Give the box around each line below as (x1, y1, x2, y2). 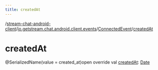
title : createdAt (5, 7, 41, 12)
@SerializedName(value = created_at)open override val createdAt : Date (5, 59, 150, 65)
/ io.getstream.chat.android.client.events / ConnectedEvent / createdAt (16, 25, 153, 32)
